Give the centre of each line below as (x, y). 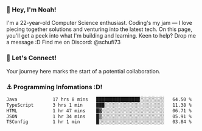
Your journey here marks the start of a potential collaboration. (84, 71)
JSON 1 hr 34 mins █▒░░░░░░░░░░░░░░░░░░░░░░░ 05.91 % (99, 116)
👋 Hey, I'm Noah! (31, 10)
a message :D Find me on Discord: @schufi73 (64, 42)
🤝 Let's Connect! (31, 58)
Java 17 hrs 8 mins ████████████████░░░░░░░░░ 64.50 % (99, 99)
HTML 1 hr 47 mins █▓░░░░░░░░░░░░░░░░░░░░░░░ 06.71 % (99, 111)
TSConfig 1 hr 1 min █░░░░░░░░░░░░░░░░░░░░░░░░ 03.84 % (99, 122)
